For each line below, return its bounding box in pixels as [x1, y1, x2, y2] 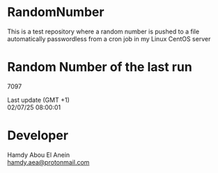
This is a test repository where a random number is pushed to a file [7, 27, 200, 36]
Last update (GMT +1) [7, 96, 70, 104]
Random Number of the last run [7, 59, 193, 75]
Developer [7, 128, 68, 144]
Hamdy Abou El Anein [7, 151, 70, 159]
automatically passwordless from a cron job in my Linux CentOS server [7, 34, 211, 43]
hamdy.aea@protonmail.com [7, 158, 90, 166]
